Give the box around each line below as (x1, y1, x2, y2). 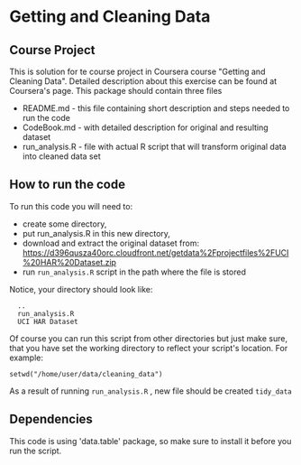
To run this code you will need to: (9, 200, 133, 211)
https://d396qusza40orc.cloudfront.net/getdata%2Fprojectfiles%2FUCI (22, 246, 289, 258)
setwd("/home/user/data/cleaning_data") (9, 369, 164, 378)
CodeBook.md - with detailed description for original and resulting (22, 122, 269, 133)
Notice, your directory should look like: (9, 284, 153, 294)
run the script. (9, 445, 62, 456)
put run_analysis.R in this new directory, (22, 228, 171, 238)
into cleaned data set (22, 151, 101, 162)
